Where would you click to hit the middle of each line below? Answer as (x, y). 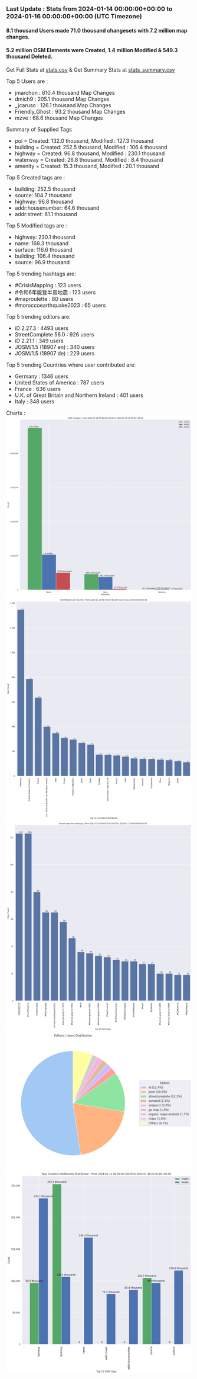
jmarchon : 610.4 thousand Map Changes (65, 92)
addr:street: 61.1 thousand (46, 214)
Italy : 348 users (35, 401)
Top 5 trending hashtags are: (41, 274)
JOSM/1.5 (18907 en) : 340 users (55, 347)
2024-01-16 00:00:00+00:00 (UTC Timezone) (74, 16)
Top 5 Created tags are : (36, 177)
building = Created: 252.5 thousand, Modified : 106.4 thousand (91, 147)
